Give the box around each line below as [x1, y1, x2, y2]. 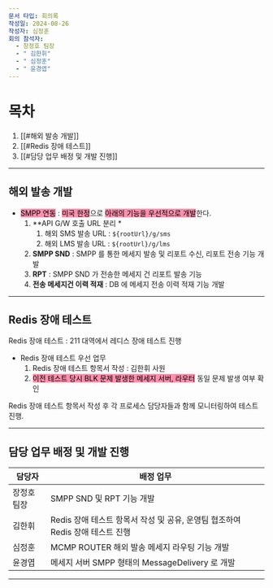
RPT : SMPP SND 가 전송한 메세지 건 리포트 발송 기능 [32, 269, 202, 279]
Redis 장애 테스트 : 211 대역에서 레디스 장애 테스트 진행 [8, 336, 182, 346]
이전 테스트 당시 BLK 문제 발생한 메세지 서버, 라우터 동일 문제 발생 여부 [32, 373, 256, 383]
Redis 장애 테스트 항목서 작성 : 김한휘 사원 [32, 364, 166, 373]
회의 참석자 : [8, 34, 45, 43]
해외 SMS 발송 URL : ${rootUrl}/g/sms [44, 229, 171, 238]
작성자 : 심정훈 [8, 27, 50, 35]
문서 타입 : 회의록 [8, 11, 59, 20]
